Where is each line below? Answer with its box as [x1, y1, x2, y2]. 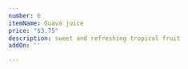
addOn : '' [8, 42, 42, 50]
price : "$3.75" [8, 26, 59, 34]
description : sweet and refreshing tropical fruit [8, 34, 181, 43]
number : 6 [8, 11, 42, 20]
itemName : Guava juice [8, 19, 84, 27]
